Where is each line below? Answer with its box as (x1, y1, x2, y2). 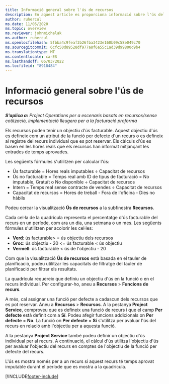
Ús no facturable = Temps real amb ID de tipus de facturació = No (12, 174, 149, 180)
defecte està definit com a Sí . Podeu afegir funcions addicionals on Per (5, 312, 154, 318)
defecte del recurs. (5, 349, 45, 355)
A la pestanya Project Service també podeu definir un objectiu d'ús (5, 333, 145, 339)
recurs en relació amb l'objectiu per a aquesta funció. (5, 323, 116, 329)
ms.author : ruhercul (5, 36, 49, 41)
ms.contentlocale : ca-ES (5, 54, 57, 59)
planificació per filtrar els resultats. (5, 266, 77, 272)
